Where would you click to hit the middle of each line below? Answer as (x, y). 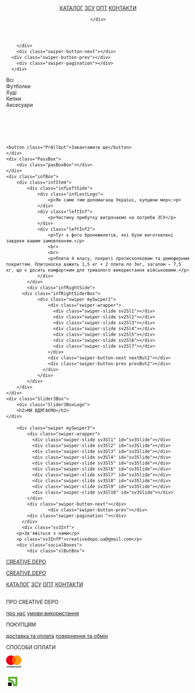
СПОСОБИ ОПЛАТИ (31, 647)
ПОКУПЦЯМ (21, 625)
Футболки (18, 86)
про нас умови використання (43, 613)
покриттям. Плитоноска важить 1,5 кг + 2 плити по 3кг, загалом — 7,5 (94, 264)
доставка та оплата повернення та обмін (57, 636)
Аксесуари (20, 105)
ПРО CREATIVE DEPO (32, 602)
